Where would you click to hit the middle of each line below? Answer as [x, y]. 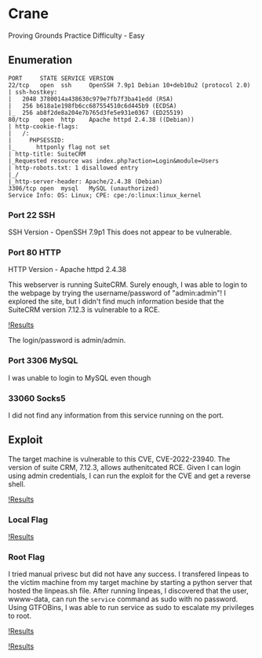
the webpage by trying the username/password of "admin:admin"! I [117, 293]
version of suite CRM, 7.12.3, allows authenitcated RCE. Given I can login [124, 467]
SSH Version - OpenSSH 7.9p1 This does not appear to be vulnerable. [120, 232]
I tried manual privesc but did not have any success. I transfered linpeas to [129, 574]
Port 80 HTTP [35, 252]
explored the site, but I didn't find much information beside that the [116, 301]
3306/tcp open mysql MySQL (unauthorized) [84, 188]
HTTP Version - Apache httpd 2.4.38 [67, 270]
